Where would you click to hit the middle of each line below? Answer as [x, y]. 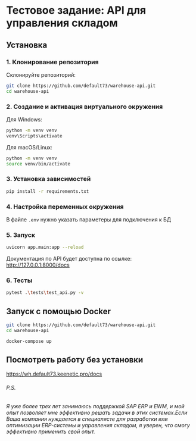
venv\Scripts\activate [34, 136]
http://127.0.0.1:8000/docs [38, 265]
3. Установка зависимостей [49, 179]
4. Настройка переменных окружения [65, 207]
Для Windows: [24, 119]
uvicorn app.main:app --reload [45, 248]
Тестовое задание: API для [76, 10]
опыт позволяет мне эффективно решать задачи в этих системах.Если [97, 412]
